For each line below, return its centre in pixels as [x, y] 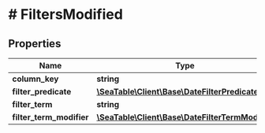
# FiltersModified [66, 15]
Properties [35, 44]
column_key [35, 79]
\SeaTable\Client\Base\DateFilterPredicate [177, 92]
